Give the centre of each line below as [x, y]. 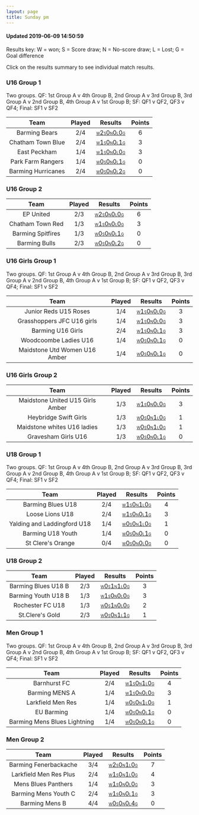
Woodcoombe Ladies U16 [57, 340]
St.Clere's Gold [39, 615]
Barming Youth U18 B [39, 596]
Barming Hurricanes [37, 171]
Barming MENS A [52, 693]
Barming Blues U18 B [39, 586]
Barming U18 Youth [50, 533]
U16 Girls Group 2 [32, 375]
